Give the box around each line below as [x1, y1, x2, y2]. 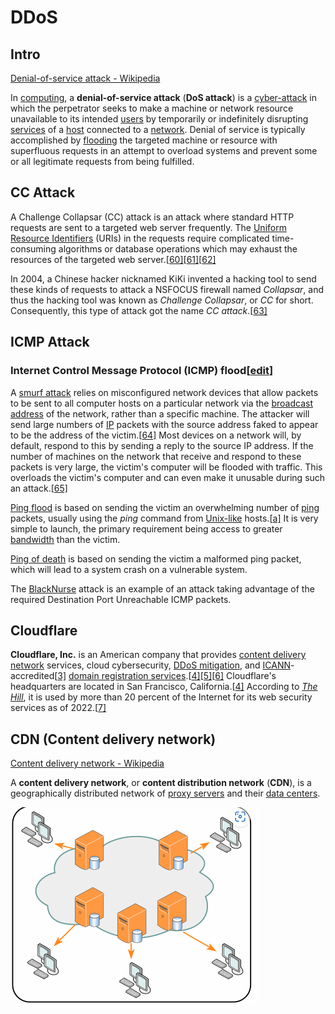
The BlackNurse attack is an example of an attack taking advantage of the [10, 582, 315, 595]
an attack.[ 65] [10, 482, 68, 494]
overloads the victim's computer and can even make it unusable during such [10, 471, 326, 483]
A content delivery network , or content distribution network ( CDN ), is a [10, 777, 312, 789]
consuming [10, 242, 57, 255]
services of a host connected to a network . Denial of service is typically [10, 124, 306, 135]
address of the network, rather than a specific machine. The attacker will [10, 407, 310, 420]
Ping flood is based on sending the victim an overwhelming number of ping [10, 501, 320, 513]
